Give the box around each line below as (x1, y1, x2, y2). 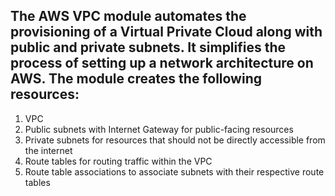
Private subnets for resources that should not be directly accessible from (24, 134, 326, 146)
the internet (24, 144, 73, 156)
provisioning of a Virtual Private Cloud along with (10, 24, 323, 41)
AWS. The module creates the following (10, 70, 263, 88)
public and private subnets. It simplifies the (10, 39, 287, 56)
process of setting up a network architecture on (10, 55, 314, 72)
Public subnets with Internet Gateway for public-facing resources (24, 123, 294, 135)
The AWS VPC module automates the (10, 8, 247, 25)
